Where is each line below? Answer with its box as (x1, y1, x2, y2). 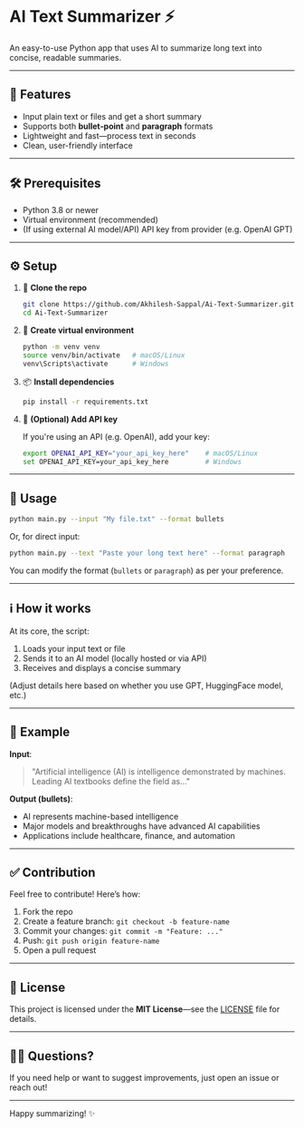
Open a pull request (22, 945, 97, 956)
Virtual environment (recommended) (22, 214, 158, 225)
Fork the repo (22, 907, 74, 918)
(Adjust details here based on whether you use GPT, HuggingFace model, (9, 680, 283, 691)
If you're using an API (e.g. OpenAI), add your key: (22, 431, 210, 442)
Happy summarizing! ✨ (9, 1108, 96, 1119)
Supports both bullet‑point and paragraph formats (22, 121, 214, 131)
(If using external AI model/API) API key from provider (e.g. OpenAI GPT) (22, 223, 293, 235)
